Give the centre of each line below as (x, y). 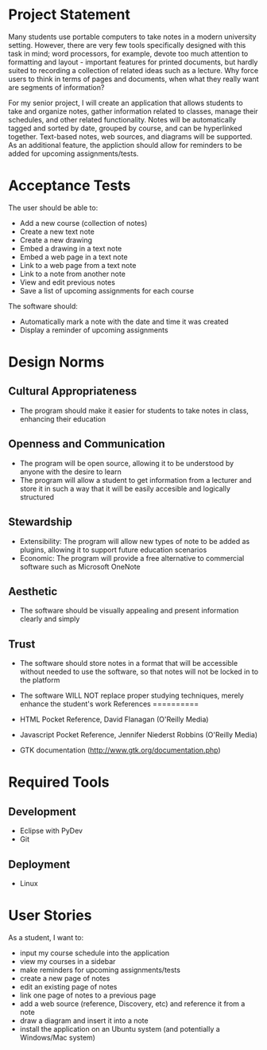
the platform (40, 680)
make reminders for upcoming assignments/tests (100, 970)
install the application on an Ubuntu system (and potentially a (120, 1029)
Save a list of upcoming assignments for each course (107, 290)
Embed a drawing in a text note (71, 248)
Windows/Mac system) (57, 1037)
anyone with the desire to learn (70, 472)
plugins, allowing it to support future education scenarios (113, 550)
